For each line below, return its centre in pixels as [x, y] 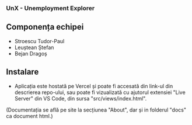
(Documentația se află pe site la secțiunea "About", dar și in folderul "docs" [96, 110]
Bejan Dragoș [31, 53]
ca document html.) [30, 116]
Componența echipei [45, 27]
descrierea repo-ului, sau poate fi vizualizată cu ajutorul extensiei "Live [100, 92]
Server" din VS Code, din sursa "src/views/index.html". [81, 98]
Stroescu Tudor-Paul [39, 41]
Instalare [22, 72]
